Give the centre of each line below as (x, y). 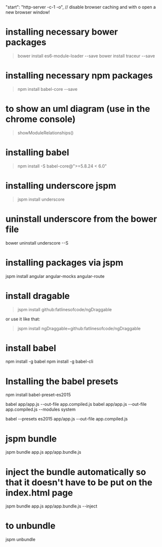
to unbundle (30, 526)
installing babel (37, 152)
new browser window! (28, 12)
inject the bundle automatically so (76, 472)
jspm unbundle (20, 540)
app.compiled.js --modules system (41, 409)
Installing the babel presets (62, 381)
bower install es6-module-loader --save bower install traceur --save (86, 56)
